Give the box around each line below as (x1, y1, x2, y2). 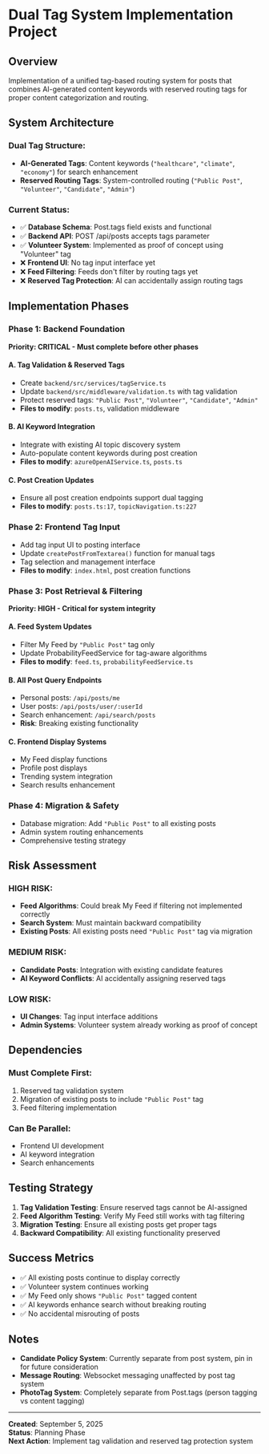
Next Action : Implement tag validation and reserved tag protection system (8, 1436, 254, 1446)
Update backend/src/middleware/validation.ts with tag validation (19, 387, 238, 396)
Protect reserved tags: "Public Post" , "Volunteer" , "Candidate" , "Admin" (19, 395, 259, 404)
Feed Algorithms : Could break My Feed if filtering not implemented (19, 901, 243, 911)
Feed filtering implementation (19, 1103, 118, 1112)
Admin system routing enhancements (19, 827, 144, 836)
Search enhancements (19, 1158, 94, 1168)
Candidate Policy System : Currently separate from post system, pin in (19, 1354, 253, 1363)
